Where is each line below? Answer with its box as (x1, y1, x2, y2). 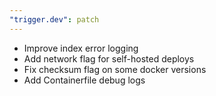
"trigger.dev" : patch (9, 14, 100, 25)
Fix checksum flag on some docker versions (23, 63, 207, 75)
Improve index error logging (23, 42, 139, 54)
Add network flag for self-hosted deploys (23, 52, 195, 65)
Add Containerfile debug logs (23, 74, 146, 86)
